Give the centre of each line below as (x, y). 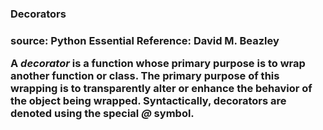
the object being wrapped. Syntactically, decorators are (148, 101)
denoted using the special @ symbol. (102, 114)
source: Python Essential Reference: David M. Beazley (145, 40)
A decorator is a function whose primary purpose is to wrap (158, 64)
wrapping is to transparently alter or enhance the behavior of (161, 89)
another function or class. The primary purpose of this (145, 76)
